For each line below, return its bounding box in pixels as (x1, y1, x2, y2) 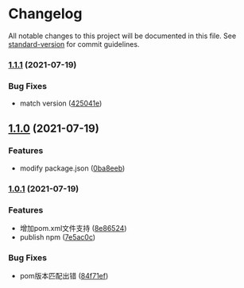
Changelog (8, 5, 83, 23)
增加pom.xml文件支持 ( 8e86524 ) (19, 224, 127, 233)
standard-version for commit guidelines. (8, 39, 140, 48)
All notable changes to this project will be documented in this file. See (8, 31, 237, 40)
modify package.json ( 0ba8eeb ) (19, 163, 126, 173)
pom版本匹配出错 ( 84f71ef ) (19, 271, 109, 281)
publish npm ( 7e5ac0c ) (19, 232, 96, 242)
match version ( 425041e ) (19, 98, 103, 108)
